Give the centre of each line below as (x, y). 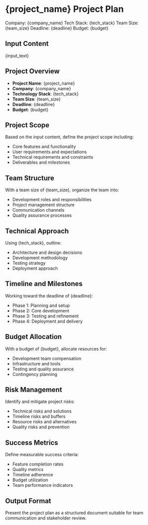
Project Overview (32, 71)
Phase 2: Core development (41, 310)
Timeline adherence (33, 475)
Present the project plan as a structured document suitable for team (74, 513)
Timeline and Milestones (44, 284)
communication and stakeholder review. (46, 518)
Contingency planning (35, 374)
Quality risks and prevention (41, 427)
